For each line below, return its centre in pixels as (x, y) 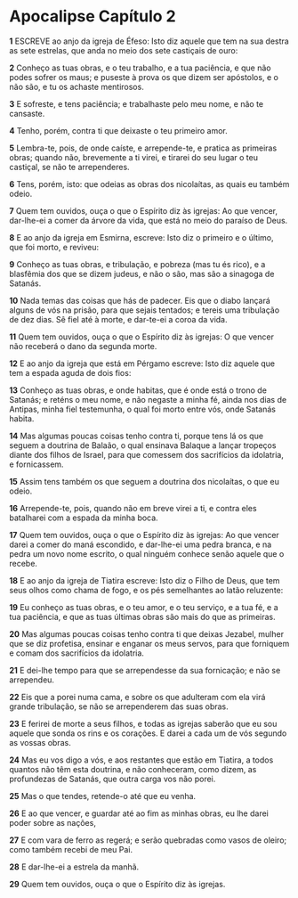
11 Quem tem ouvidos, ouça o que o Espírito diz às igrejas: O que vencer (141, 337)
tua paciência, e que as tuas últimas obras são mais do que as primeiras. (142, 616)
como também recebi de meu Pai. (71, 849)
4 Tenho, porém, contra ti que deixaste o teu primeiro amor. (119, 130)
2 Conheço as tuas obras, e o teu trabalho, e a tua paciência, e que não (140, 68)
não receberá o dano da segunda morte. (83, 346)
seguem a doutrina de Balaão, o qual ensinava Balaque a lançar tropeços (143, 445)
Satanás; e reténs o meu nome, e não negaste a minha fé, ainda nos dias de (148, 399)
